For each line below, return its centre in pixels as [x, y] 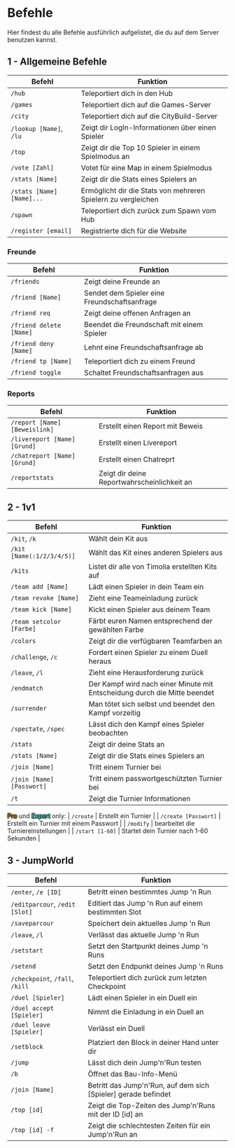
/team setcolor [36, 622]
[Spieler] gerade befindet [129, 1094]
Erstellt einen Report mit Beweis [151, 427]
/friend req [31, 313]
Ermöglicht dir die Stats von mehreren [143, 191]
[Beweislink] [33, 430]
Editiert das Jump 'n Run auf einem [145, 903]
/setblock [27, 1046]
